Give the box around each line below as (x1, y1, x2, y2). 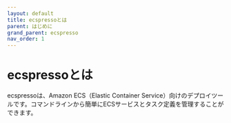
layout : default (7, 10, 54, 17)
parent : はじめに (7, 23, 53, 30)
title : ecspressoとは (7, 16, 68, 23)
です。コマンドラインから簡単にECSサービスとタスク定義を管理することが (12, 100, 224, 109)
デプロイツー (187, 91, 224, 100)
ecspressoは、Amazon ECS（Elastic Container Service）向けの (7, 91, 188, 100)
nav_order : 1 (7, 36, 45, 43)
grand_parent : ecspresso (7, 29, 79, 36)
